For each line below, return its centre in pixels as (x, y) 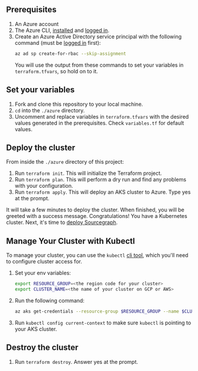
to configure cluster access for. (44, 262)
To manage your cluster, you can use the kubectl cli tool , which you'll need (97, 255)
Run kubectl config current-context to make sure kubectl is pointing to (103, 323)
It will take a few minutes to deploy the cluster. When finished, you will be (95, 210)
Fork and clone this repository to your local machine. (79, 104)
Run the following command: (49, 300)
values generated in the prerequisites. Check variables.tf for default (99, 123)
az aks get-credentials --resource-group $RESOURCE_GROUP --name (97, 311)
